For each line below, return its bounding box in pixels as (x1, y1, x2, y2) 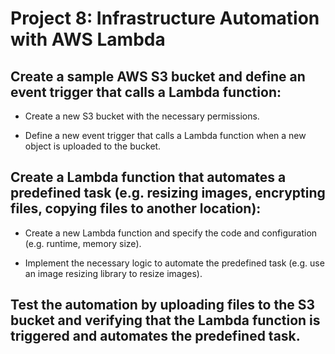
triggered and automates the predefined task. (10, 328, 301, 345)
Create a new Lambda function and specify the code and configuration (24, 227, 318, 239)
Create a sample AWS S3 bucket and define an (10, 68, 306, 85)
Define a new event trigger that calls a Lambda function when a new (24, 130, 307, 141)
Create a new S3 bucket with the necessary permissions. (24, 110, 260, 122)
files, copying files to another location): (10, 200, 262, 217)
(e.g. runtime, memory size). (24, 237, 142, 249)
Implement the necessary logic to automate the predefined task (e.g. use (24, 257, 325, 269)
